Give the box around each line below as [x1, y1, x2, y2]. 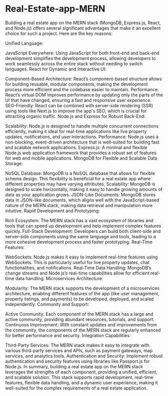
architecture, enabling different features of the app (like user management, [5, 290, 159, 296]
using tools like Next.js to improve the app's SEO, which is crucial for [5, 108, 147, 114]
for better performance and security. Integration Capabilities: [5, 332, 131, 338]
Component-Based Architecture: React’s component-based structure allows [5, 76, 162, 82]
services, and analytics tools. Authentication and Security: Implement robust [5, 353, 163, 359]
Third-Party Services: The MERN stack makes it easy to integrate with [5, 342, 149, 348]
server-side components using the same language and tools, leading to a [5, 233, 156, 239]
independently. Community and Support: [5, 301, 89, 307]
